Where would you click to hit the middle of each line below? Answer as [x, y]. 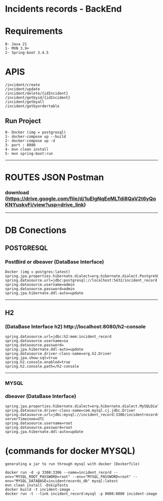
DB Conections [36, 230]
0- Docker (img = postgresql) [36, 132]
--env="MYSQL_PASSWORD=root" [102, 477]
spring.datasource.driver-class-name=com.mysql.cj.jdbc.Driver [70, 411]
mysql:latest [105, 481]
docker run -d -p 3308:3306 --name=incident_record [58, 473]
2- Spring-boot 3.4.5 [27, 53]
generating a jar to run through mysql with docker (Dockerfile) [72, 464]
